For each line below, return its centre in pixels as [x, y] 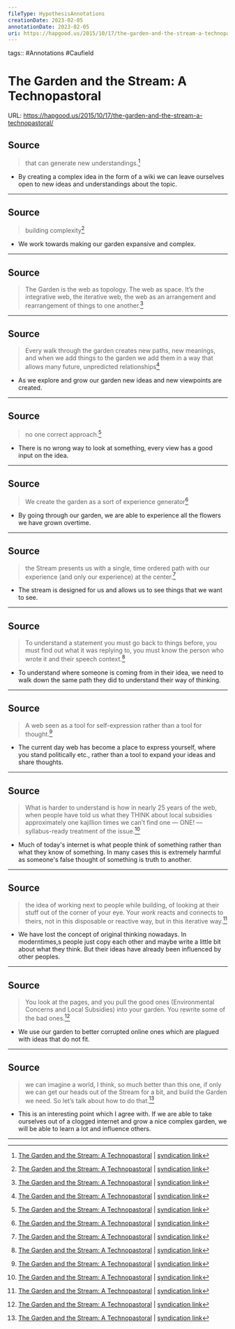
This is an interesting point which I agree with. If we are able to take [115, 1114]
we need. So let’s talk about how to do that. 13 [90, 1100]
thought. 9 [39, 733]
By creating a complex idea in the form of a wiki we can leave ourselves [121, 176]
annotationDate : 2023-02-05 [49, 27]
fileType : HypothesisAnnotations [56, 14]
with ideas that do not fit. [54, 1039]
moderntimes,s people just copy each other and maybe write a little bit [120, 942]
